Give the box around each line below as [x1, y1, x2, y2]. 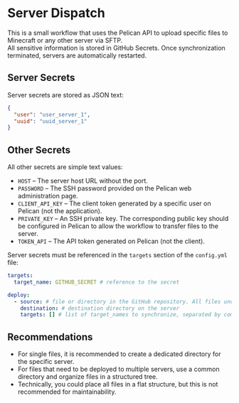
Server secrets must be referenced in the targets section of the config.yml [7, 251, 228, 259]
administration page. [17, 192, 78, 200]
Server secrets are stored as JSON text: [7, 90, 124, 99]
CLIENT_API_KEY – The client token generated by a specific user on [17, 199, 211, 208]
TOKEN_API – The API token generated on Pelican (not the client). [17, 237, 205, 246]
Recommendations [7, 331, 93, 343]
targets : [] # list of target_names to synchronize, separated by [20, 311, 221, 318]
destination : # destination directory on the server [20, 304, 180, 312]
